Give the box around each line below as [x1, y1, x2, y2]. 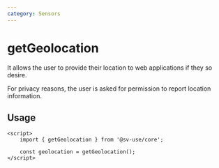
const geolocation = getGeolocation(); [20, 148, 136, 155]
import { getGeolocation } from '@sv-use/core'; [20, 137, 164, 144]
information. [7, 91, 43, 100]
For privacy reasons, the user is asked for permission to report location [7, 84, 211, 93]
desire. [7, 70, 27, 79]
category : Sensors [7, 10, 61, 17]
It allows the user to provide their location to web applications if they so [7, 63, 213, 72]
